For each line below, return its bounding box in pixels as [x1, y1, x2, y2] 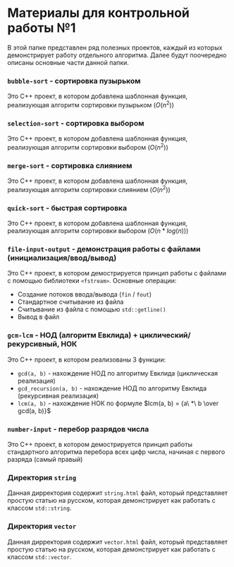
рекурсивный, [7, 339, 60, 349]
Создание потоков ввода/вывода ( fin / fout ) [17, 290, 152, 299]
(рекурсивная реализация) [17, 391, 99, 400]
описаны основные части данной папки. [7, 58, 129, 66]
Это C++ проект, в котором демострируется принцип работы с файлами [7, 269, 227, 277]
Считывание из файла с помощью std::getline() [17, 305, 166, 314]
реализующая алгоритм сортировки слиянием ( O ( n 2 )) [7, 184, 171, 193]
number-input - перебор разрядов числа [7, 424, 149, 434]
